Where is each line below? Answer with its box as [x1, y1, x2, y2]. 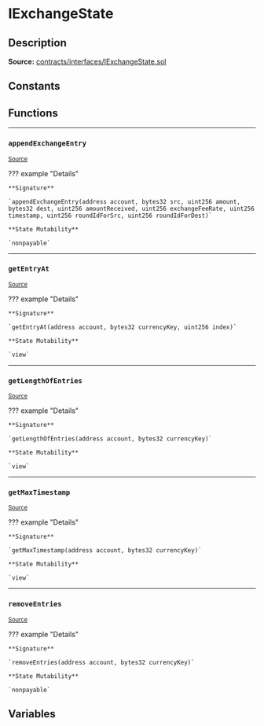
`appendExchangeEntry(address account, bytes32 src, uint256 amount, [8, 197, 241, 205]
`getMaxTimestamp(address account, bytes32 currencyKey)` [8, 547, 202, 555]
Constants [8, 79, 60, 93]
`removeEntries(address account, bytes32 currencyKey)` [8, 658, 195, 666]
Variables [8, 707, 57, 720]
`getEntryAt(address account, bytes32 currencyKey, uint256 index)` [8, 323, 237, 331]
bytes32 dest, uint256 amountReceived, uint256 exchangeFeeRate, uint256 [8, 205, 255, 212]
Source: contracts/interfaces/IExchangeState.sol [8, 57, 167, 66]
